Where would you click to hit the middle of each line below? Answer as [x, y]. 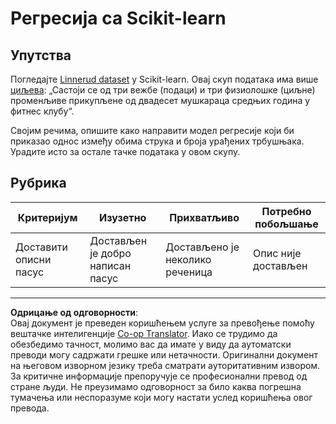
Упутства [41, 55]
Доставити [41, 247]
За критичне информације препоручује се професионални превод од [159, 376]
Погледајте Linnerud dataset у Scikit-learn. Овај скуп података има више [164, 79]
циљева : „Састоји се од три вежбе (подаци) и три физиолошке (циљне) [163, 90]
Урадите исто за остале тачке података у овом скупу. [125, 151]
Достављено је [202, 247]
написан [110, 265]
